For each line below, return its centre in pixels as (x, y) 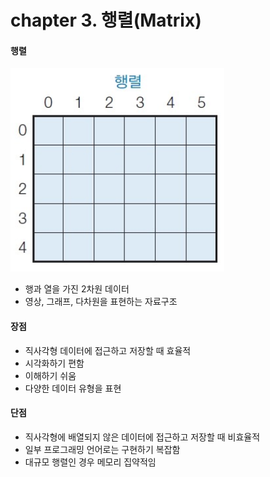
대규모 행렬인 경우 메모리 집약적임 (90, 462)
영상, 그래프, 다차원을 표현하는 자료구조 (101, 302)
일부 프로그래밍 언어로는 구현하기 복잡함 (102, 449)
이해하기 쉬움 (50, 375)
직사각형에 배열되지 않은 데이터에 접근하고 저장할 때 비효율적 (142, 437)
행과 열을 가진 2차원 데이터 (77, 289)
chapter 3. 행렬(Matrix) (106, 20)
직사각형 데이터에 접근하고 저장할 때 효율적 (108, 350)
